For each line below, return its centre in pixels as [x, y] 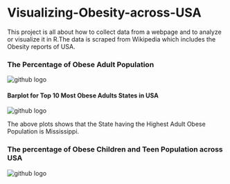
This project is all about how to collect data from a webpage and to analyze [114, 32]
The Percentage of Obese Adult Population [81, 64]
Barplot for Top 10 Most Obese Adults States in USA [83, 95]
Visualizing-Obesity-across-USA [105, 13]
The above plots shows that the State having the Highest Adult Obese [106, 124]
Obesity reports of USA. [41, 46]
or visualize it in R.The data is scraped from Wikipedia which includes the [112, 39]
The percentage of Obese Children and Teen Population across [115, 149]
